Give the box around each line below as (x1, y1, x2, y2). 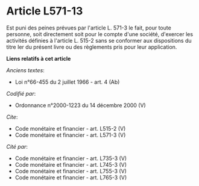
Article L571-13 (6, 4, 83, 18)
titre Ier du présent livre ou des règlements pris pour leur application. (6, 43, 177, 51)
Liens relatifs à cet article (6, 55, 71, 62)
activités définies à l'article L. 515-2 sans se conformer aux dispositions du (6, 37, 192, 44)
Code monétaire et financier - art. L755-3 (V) (14, 167, 127, 175)
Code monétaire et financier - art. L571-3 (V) (14, 131, 126, 138)
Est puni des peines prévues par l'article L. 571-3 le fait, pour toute (6, 24, 172, 31)
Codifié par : (6, 90, 36, 97)
